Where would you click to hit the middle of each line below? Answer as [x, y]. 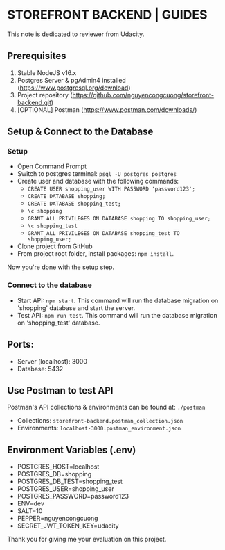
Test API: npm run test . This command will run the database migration [117, 315]
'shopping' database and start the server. [76, 308]
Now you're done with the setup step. [61, 267]
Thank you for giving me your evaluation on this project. [87, 540]
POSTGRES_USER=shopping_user [65, 489]
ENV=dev [31, 503]
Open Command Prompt [52, 166]
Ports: [21, 345]
